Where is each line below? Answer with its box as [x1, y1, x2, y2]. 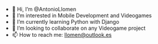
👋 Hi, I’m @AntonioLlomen [11, 6, 77, 12]
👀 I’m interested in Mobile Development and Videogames [11, 12, 152, 19]
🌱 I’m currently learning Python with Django [11, 18, 120, 25]
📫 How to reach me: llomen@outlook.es [11, 32, 112, 38]
